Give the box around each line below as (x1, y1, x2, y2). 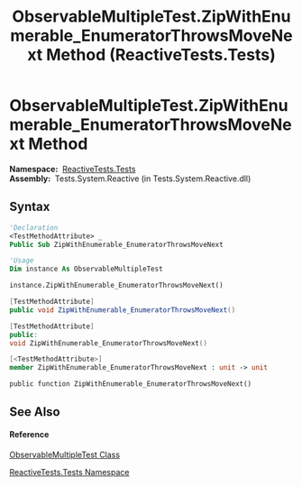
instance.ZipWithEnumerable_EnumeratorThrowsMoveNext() (9, 281, 224, 290)
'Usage (9, 256, 34, 265)
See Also (9, 404, 60, 419)
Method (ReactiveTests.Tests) (46, 45, 277, 65)
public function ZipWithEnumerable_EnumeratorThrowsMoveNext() (9, 380, 252, 389)
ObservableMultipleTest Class (9, 449, 120, 460)
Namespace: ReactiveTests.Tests (9, 163, 136, 174)
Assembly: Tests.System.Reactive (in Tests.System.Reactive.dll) (9, 173, 252, 184)
